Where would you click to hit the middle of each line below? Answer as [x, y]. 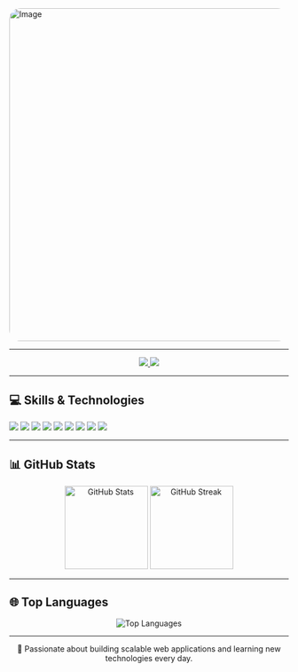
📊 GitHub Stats [52, 465]
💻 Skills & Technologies [77, 401]
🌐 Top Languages [59, 602]
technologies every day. [149, 659]
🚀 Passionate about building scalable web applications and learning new [149, 649]
